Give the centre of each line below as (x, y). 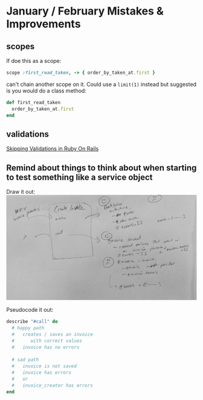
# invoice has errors (41, 373)
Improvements (43, 24)
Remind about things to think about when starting (101, 168)
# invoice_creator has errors (53, 385)
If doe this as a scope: (34, 61)
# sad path (25, 360)
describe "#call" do (32, 322)
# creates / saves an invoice (53, 334)
